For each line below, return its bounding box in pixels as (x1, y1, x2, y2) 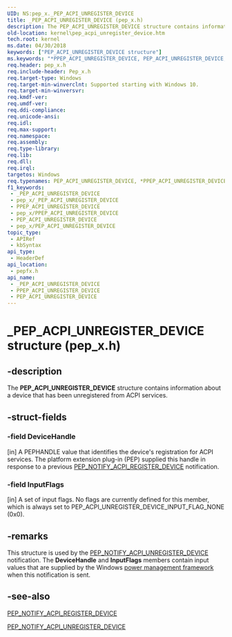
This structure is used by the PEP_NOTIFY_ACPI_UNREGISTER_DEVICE (7, 548, 209, 557)
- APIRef (10, 235, 36, 242)
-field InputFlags (7, 479, 64, 489)
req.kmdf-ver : (7, 94, 48, 101)
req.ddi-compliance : (7, 107, 67, 114)
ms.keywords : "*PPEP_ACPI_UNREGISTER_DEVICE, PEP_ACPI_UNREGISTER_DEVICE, (7, 55, 227, 62)
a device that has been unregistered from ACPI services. (7, 391, 168, 400)
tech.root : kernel (7, 36, 60, 43)
